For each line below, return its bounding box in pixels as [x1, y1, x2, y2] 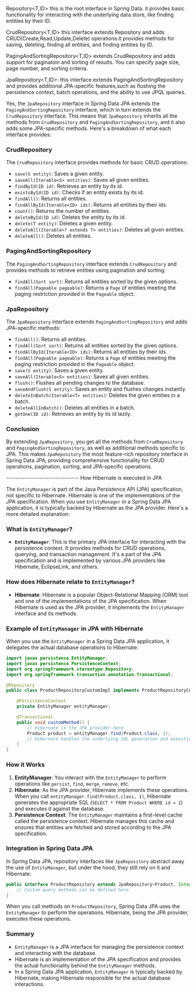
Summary [6, 930, 35, 938]
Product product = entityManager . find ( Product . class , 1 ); [27, 731, 171, 736]
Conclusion [6, 425, 40, 433]
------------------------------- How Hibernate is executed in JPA [6, 474, 162, 481]
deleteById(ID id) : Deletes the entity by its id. [14, 213, 127, 221]
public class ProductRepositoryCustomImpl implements [6, 687, 140, 694]
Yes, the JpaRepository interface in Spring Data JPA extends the [6, 100, 160, 107]
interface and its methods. [14, 609, 78, 616]
